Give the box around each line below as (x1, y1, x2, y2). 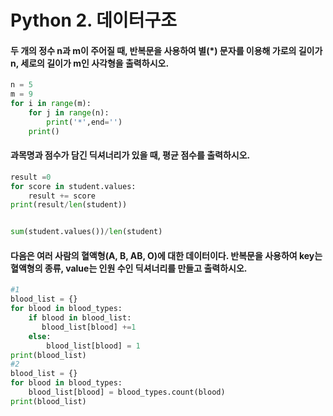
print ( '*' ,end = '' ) (46, 117, 123, 127)
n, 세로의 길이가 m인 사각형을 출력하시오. (10, 57, 170, 69)
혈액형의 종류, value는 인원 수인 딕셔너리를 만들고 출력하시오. (10, 262, 248, 274)
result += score (28, 191, 97, 201)
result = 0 (10, 172, 52, 182)
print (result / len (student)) (10, 200, 128, 210)
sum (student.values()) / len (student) (10, 227, 163, 237)
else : (28, 331, 52, 341)
